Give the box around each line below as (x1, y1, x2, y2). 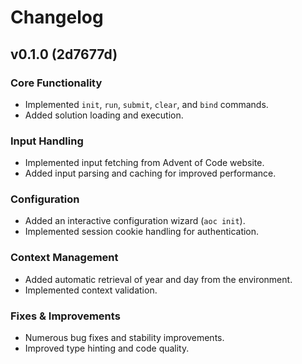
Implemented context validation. (24, 284, 158, 296)
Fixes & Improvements (10, 309, 121, 323)
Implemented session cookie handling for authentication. (24, 226, 260, 238)
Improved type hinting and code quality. (24, 342, 190, 355)
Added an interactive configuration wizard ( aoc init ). (24, 215, 246, 227)
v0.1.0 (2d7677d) (10, 46, 118, 63)
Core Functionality (10, 76, 103, 90)
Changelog (10, 6, 104, 29)
